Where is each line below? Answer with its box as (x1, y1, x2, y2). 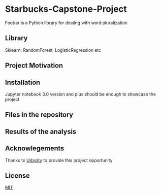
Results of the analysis (5, 127, 76, 136)
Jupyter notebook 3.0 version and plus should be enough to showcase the (5, 91, 156, 97)
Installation (5, 78, 40, 87)
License (5, 171, 30, 180)
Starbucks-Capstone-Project (5, 3, 127, 15)
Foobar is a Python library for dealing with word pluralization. (5, 20, 129, 26)
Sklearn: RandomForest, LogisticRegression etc (5, 47, 101, 53)
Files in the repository (5, 111, 73, 119)
